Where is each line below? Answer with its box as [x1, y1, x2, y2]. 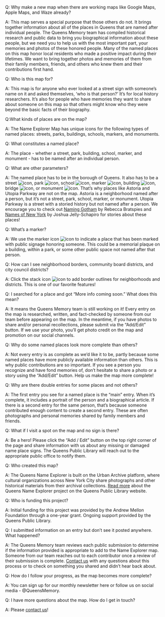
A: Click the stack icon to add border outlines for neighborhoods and [5, 276, 160, 282]
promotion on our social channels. [5, 332, 75, 338]
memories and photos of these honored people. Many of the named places [5, 46, 159, 51]
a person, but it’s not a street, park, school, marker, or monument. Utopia [5, 196, 154, 202]
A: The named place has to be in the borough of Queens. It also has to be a [5, 175, 159, 180]
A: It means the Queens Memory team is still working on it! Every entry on [5, 306, 156, 311]
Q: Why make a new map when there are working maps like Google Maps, [5, 4, 156, 10]
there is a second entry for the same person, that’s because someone [5, 402, 147, 408]
